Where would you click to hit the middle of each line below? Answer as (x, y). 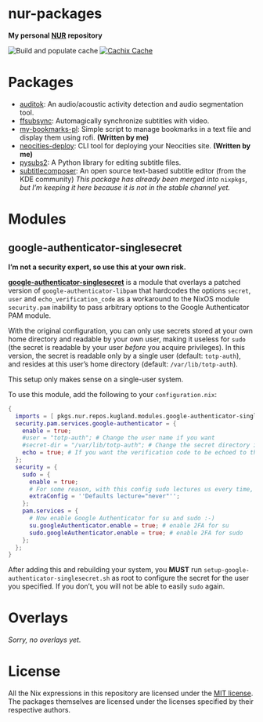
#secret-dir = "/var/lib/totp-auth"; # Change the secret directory (136, 445)
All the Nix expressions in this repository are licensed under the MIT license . (131, 693)
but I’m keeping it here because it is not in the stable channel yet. (125, 187)
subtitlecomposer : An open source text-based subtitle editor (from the (133, 170)
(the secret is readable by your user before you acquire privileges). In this (126, 347)
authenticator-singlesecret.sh (59, 579)
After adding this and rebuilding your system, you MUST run (105, 570)
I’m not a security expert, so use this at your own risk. (97, 267)
